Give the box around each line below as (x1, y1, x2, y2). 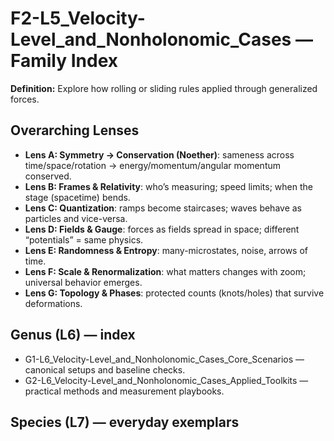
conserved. (24, 170, 72, 182)
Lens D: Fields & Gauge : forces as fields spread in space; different (24, 223, 300, 235)
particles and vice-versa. (24, 212, 128, 224)
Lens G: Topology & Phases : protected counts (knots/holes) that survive (24, 287, 325, 299)
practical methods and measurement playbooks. (24, 385, 225, 397)
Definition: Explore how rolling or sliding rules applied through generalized (10, 82, 318, 94)
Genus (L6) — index (10, 327, 136, 344)
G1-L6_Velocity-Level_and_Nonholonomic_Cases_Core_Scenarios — (24, 353, 305, 365)
